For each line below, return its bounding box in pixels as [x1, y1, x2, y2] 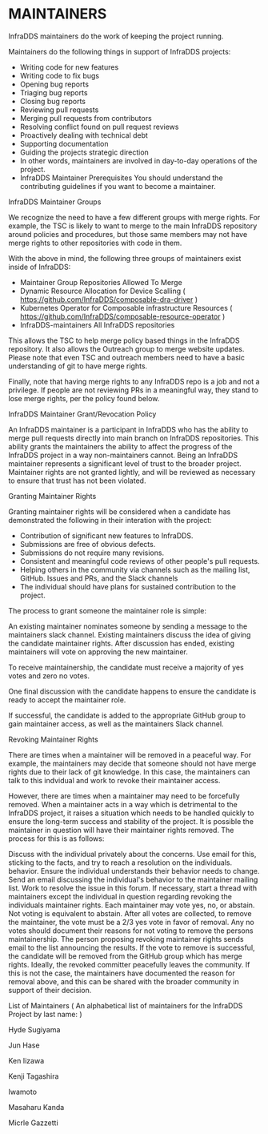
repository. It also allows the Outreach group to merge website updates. [8, 344, 245, 353]
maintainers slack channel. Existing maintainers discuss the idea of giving [8, 629, 251, 639]
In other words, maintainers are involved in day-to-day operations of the [19, 155, 258, 165]
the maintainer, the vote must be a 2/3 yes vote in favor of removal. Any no [8, 917, 254, 927]
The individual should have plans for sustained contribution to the [19, 581, 236, 591]
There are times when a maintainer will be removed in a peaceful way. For [8, 750, 252, 759]
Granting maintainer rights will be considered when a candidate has [8, 506, 231, 517]
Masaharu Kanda [8, 1102, 65, 1112]
